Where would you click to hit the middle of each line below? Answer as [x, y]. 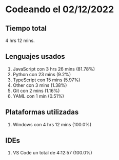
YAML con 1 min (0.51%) [38, 96]
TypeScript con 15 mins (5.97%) [46, 80]
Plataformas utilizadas [42, 112]
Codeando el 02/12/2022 [60, 9]
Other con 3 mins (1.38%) [40, 85]
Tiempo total [26, 28]
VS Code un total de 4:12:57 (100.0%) [52, 153]
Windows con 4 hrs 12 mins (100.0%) [52, 124]
